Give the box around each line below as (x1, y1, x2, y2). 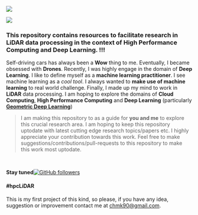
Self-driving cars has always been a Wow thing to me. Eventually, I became (6, 59, 190, 66)
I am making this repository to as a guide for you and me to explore (20, 115, 184, 122)
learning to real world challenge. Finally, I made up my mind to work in (6, 84, 178, 92)
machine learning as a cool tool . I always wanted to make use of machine (6, 78, 186, 85)
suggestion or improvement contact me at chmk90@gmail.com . (6, 201, 161, 209)
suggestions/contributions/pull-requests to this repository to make (20, 139, 183, 147)
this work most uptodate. (20, 146, 82, 153)
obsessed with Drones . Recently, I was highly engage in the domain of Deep (6, 66, 193, 73)
